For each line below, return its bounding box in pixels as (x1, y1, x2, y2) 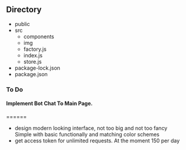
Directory (6, 5, 42, 15)
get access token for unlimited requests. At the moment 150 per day (14, 137, 180, 144)
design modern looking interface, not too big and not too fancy (14, 124, 168, 132)
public (14, 20, 30, 27)
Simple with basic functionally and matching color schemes (14, 131, 160, 138)
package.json (14, 70, 48, 77)
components (23, 32, 54, 40)
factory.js (23, 45, 47, 53)
